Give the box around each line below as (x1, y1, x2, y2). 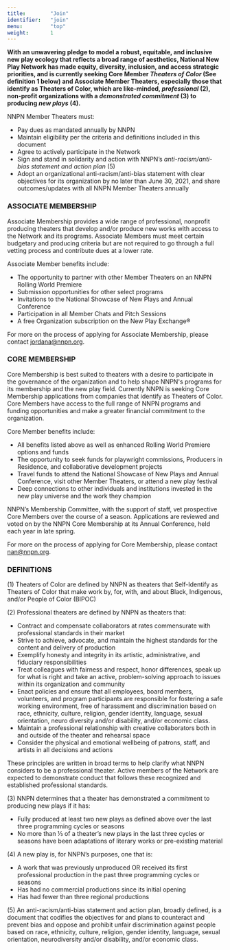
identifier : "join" (7, 16, 69, 23)
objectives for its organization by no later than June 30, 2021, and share (16, 177, 220, 186)
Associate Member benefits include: (7, 259, 110, 268)
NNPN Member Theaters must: (7, 113, 95, 121)
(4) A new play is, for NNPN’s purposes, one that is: (7, 850, 153, 859)
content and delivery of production (16, 643, 116, 652)
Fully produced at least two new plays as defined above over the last (16, 815, 211, 824)
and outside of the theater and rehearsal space (16, 731, 150, 740)
